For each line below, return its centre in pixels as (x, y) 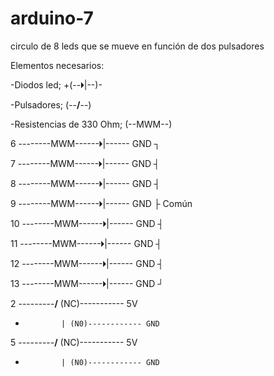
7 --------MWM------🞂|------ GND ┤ (85, 163)
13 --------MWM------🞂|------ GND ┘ (87, 283)
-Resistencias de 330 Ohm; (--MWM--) (91, 124)
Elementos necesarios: (57, 65)
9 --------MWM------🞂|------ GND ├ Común (101, 203)
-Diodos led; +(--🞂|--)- (56, 84)
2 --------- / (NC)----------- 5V (74, 303)
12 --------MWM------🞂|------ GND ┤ (87, 263)
